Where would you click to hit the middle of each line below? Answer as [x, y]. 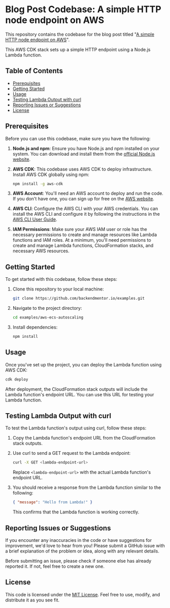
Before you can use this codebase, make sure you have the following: [78, 138]
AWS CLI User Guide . [35, 219]
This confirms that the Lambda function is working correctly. [76, 512]
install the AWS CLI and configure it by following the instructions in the [86, 214]
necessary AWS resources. [41, 251]
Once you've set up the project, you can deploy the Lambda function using [83, 364]
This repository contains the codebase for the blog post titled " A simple [80, 34]
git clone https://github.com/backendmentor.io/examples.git [79, 299]
